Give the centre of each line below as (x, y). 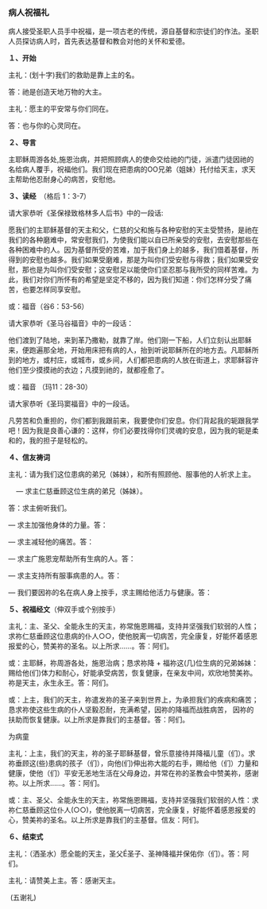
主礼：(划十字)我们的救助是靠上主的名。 (74, 75)
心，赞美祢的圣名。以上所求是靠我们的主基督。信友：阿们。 (106, 820)
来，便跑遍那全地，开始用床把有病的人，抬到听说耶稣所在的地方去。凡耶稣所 (133, 350)
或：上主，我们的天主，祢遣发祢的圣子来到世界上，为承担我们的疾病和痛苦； (133, 700)
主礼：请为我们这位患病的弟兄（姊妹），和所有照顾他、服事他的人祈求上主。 (132, 474)
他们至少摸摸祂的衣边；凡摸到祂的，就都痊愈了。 (88, 370)
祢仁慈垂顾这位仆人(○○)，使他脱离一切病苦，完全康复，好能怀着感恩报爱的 (132, 810)
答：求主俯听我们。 (40, 508)
